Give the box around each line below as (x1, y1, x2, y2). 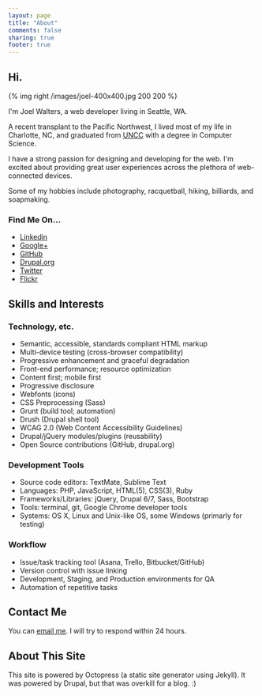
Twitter (19, 266, 43, 275)
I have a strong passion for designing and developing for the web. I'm (8, 153, 234, 163)
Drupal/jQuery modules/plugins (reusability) (19, 431, 163, 441)
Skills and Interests (8, 297, 104, 311)
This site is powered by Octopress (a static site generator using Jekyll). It (8, 670, 246, 680)
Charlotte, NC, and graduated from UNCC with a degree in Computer (8, 130, 233, 139)
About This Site (8, 649, 86, 663)
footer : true (8, 41, 51, 49)
